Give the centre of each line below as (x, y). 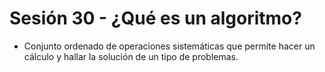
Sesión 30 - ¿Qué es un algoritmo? (155, 18)
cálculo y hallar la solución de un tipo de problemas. (131, 56)
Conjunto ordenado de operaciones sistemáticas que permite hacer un (169, 46)
